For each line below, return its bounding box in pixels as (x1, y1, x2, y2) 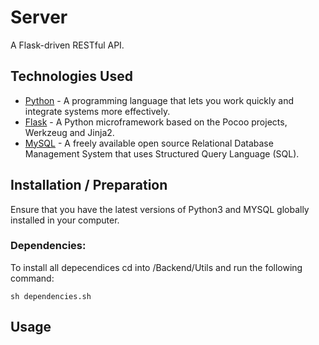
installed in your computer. (10, 214, 120, 226)
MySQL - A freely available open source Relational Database (24, 137, 274, 149)
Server (10, 6, 68, 29)
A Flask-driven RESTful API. (10, 39, 125, 51)
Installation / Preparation (10, 177, 168, 194)
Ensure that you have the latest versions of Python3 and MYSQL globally (10, 203, 310, 215)
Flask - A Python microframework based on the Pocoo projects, (24, 116, 288, 128)
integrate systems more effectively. (24, 105, 171, 117)
